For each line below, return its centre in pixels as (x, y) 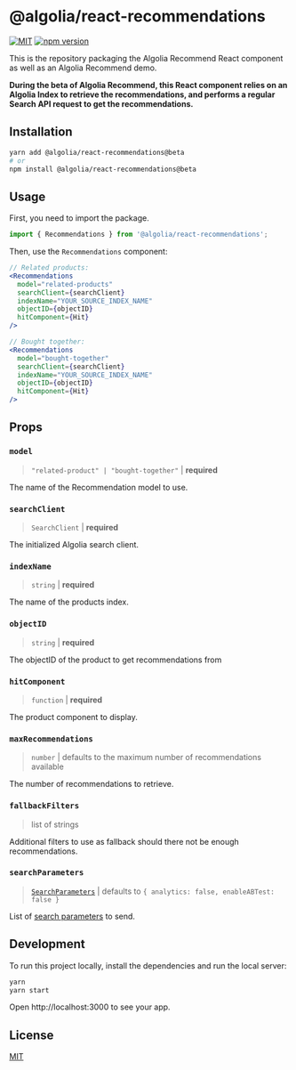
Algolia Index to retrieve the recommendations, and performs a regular (142, 94)
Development (48, 944)
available (47, 766)
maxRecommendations (51, 739)
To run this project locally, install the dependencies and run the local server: (148, 965)
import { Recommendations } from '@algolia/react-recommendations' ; (139, 235)
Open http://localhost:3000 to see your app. (90, 1007)
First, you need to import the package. (79, 218)
